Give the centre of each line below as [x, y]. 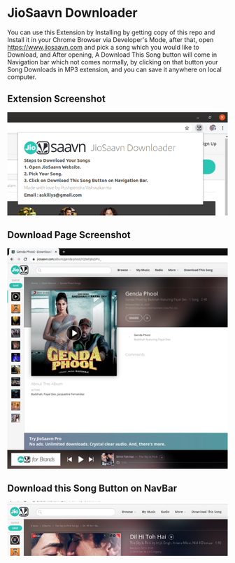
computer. [22, 77]
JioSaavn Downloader [72, 13]
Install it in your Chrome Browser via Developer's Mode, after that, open [111, 39]
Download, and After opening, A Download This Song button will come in [112, 55]
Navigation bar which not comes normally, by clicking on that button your [113, 62]
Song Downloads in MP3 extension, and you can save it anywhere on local [114, 69]
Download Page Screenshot [69, 235]
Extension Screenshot [57, 99]
